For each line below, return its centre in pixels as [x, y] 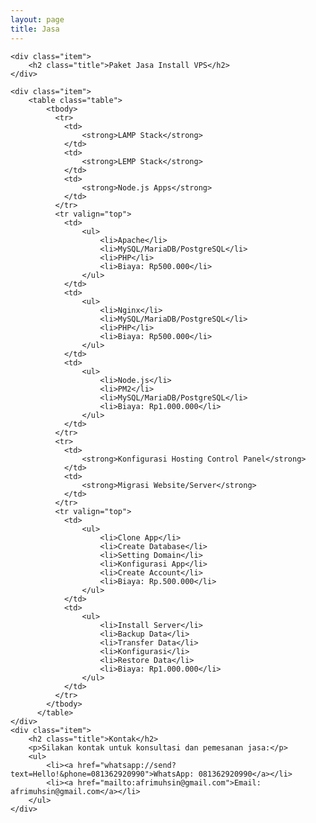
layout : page [37, 19]
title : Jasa [35, 29]
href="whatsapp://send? [127, 765]
